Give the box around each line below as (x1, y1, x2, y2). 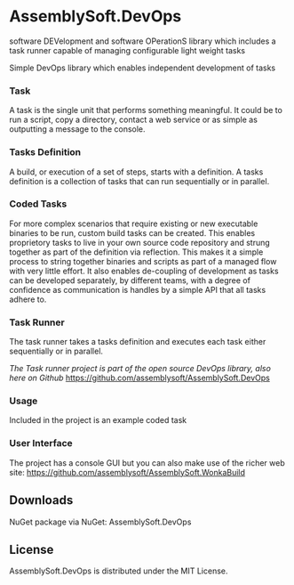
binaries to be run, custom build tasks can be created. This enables (9, 227, 256, 238)
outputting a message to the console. (9, 124, 146, 134)
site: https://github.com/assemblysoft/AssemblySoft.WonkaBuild (9, 467, 246, 477)
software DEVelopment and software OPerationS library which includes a (9, 36, 277, 46)
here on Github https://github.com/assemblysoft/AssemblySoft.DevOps (9, 372, 271, 384)
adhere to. (9, 294, 47, 305)
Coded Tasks (9, 198, 68, 210)
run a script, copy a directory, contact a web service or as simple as (9, 114, 258, 126)
